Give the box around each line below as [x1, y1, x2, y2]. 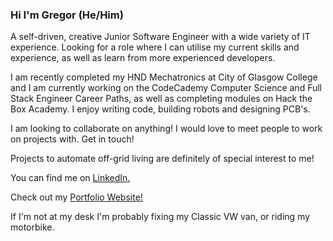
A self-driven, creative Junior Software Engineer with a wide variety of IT [10, 31, 311, 43]
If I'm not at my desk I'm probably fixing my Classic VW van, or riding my [10, 211, 311, 223]
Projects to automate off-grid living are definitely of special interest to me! [10, 153, 315, 165]
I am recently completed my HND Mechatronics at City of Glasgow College [10, 71, 318, 83]
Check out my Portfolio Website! [10, 191, 143, 203]
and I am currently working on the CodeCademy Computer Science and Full [10, 82, 322, 94]
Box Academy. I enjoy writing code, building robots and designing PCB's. [10, 103, 311, 115]
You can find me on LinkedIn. [10, 172, 131, 184]
